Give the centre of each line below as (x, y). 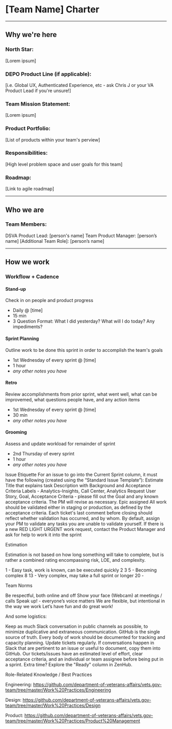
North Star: (19, 49)
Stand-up (16, 289)
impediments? (27, 327)
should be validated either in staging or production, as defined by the (78, 507)
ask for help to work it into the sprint (44, 535)
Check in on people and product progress (49, 300)
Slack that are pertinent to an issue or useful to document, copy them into (83, 648)
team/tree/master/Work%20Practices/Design (53, 705)
